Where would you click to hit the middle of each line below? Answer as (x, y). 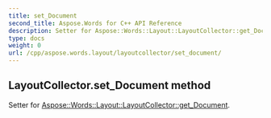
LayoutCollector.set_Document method (110, 85)
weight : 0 (25, 46)
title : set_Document (43, 16)
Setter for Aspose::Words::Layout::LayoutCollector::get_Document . (119, 104)
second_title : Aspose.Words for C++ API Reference (95, 23)
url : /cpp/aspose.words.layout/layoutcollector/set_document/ (115, 53)
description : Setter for (50, 31)
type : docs (27, 38)
